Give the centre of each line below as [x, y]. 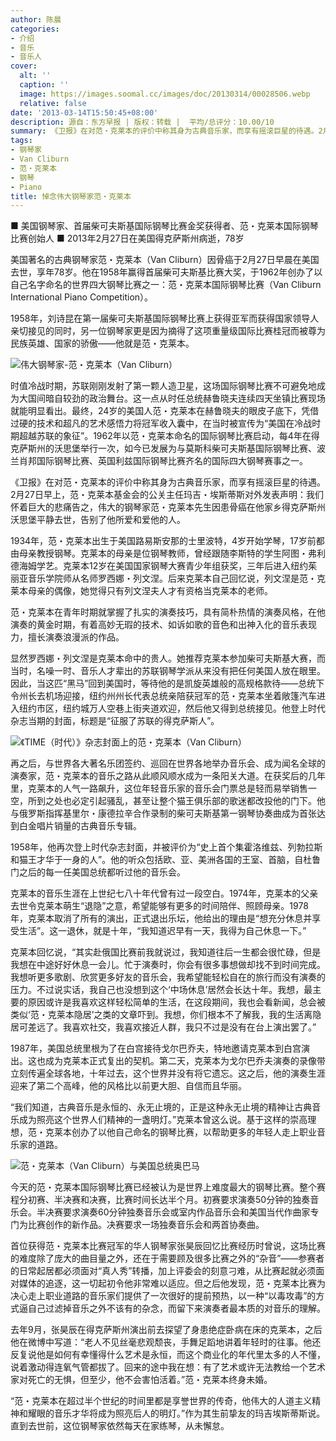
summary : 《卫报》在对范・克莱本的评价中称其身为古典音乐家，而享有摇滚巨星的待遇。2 [166, 131]
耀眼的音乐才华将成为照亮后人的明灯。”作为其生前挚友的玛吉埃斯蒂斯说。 [176, 1413]
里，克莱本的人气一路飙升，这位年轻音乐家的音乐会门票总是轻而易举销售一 [163, 788]
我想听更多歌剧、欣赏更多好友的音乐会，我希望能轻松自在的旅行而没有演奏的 [168, 977]
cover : [24, 66]
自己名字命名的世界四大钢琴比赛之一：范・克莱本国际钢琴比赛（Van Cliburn [166, 285]
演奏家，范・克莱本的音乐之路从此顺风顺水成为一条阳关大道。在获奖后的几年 [168, 776]
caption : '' [44, 85]
